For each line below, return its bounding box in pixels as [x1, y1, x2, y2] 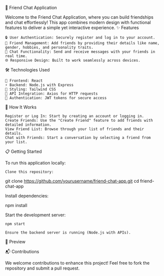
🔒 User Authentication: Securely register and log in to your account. [5, 35, 156, 40]
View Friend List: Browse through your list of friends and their [5, 127, 144, 132]
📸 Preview [5, 239, 26, 244]
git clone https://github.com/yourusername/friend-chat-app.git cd [5, 178, 139, 184]
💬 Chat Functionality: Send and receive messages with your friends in [5, 49, 155, 54]
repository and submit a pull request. [5, 265, 80, 271]
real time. [5, 54, 28, 59]
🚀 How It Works [5, 104, 37, 110]
